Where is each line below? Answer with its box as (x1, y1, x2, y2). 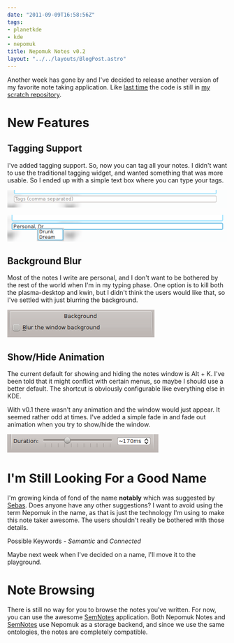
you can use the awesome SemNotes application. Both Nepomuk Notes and (7, 613, 226, 621)
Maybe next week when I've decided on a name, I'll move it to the (7, 551, 196, 559)
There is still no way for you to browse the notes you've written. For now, (7, 605, 217, 614)
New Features (7, 115, 89, 131)
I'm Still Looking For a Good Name (7, 470, 207, 486)
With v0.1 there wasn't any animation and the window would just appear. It (7, 405, 220, 414)
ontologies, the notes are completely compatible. (7, 628, 148, 636)
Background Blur (7, 255, 82, 267)
